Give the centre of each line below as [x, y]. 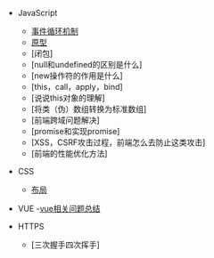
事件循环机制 [54, 31]
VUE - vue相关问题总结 [59, 209]
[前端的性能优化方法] [69, 153]
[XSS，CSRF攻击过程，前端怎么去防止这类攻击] [118, 142]
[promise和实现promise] [75, 131]
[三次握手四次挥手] [65, 245]
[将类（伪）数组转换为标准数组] [89, 109]
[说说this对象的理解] [68, 98]
